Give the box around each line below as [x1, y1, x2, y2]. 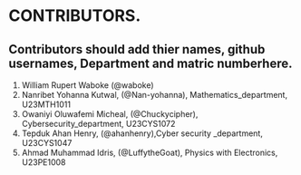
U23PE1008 [21, 157, 66, 168]
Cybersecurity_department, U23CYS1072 [21, 119, 176, 129]
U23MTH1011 [21, 99, 72, 110]
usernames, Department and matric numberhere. [8, 55, 293, 71]
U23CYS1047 [21, 138, 73, 148]
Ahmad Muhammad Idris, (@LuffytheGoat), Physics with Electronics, [21, 147, 278, 158]
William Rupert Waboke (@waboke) [21, 80, 155, 91]
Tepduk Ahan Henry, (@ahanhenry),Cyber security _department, [21, 128, 264, 139]
